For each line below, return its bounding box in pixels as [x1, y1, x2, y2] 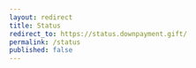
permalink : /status [9, 37, 81, 47]
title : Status [9, 21, 62, 30]
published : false [9, 46, 73, 55]
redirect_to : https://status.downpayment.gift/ [9, 29, 188, 38]
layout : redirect [9, 12, 73, 22]
